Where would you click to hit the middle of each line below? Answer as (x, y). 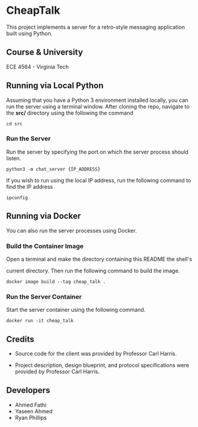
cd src (14, 124)
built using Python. (29, 33)
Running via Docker (43, 216)
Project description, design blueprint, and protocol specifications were (102, 365)
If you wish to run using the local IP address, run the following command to (99, 180)
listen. (14, 158)
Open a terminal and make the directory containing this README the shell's (99, 259)
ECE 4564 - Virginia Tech (37, 67)
